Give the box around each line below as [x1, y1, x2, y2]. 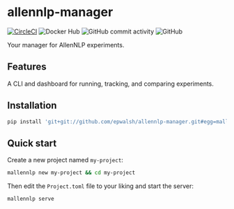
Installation [7, 100, 57, 111]
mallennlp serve [7, 196, 54, 203]
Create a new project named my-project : [7, 156, 124, 164]
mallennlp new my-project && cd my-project [7, 169, 136, 176]
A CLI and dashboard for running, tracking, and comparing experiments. [7, 79, 214, 88]
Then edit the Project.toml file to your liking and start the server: [7, 182, 194, 190]
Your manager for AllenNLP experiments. [7, 40, 125, 49]
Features [7, 61, 47, 73]
